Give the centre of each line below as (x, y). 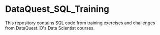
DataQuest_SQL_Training (57, 9)
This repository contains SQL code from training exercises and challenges (80, 23)
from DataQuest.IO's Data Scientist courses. (50, 28)
